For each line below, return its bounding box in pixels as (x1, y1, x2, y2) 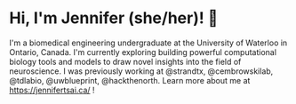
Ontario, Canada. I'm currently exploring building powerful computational (9, 46, 277, 57)
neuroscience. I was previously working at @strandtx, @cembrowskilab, (9, 66, 274, 76)
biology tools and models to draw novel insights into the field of (9, 56, 242, 67)
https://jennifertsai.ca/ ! (9, 84, 95, 95)
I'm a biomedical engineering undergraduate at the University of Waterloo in (9, 37, 288, 48)
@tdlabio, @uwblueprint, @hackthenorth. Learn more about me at (9, 75, 251, 85)
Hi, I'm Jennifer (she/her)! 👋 (9, 8, 219, 28)
